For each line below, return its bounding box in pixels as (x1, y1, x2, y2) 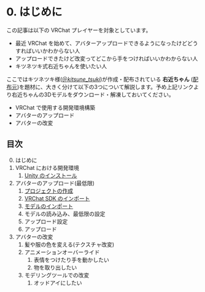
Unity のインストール (24, 172, 78, 179)
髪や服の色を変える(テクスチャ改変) (24, 240, 115, 248)
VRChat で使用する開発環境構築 (15, 104, 96, 111)
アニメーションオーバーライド (24, 248, 100, 256)
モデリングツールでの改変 (24, 271, 90, 279)
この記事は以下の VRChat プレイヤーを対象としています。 (6, 26, 152, 34)
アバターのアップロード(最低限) (15, 179, 95, 186)
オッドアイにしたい (33, 279, 82, 286)
